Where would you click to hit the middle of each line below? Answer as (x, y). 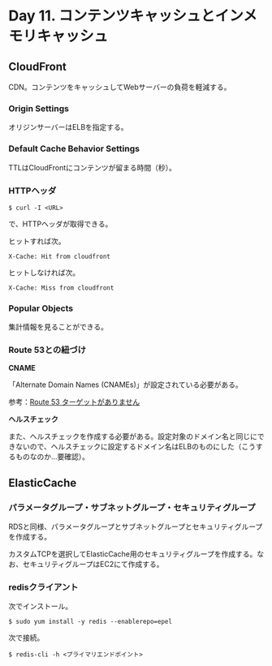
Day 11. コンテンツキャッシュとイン (126, 16)
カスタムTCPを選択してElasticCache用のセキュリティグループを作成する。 (133, 554)
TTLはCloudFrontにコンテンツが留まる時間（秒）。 (92, 167)
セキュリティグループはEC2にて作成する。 (93, 565)
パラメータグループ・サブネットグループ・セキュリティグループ (132, 507)
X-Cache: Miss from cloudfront (61, 288)
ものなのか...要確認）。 (52, 457)
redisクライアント (43, 587)
